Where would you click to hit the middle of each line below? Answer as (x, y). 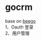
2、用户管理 (17, 33)
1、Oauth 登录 (19, 27)
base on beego (20, 21)
